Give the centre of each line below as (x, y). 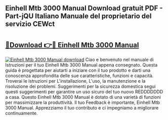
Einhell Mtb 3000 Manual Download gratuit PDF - (84, 8)
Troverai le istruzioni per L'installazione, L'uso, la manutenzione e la (75, 81)
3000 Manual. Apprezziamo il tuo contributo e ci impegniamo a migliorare (82, 108)
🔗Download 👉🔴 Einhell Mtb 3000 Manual (72, 45)
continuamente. (22, 113)
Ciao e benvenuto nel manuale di (119, 59)
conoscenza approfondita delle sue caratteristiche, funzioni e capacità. (79, 76)
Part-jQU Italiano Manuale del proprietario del (78, 16)
